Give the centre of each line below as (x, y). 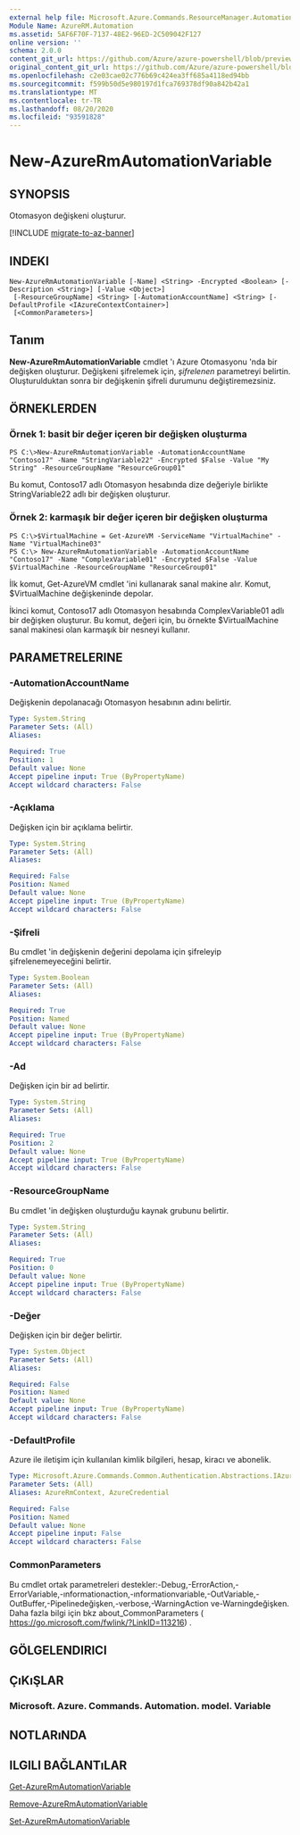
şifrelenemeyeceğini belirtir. (60, 962)
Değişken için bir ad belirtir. (59, 1086)
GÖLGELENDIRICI (58, 1650)
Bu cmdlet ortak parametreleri (64, 1584)
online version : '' (46, 42)
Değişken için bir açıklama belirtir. (71, 827)
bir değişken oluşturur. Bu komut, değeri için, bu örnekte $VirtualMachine (144, 620)
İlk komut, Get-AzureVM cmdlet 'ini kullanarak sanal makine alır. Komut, (140, 584)
